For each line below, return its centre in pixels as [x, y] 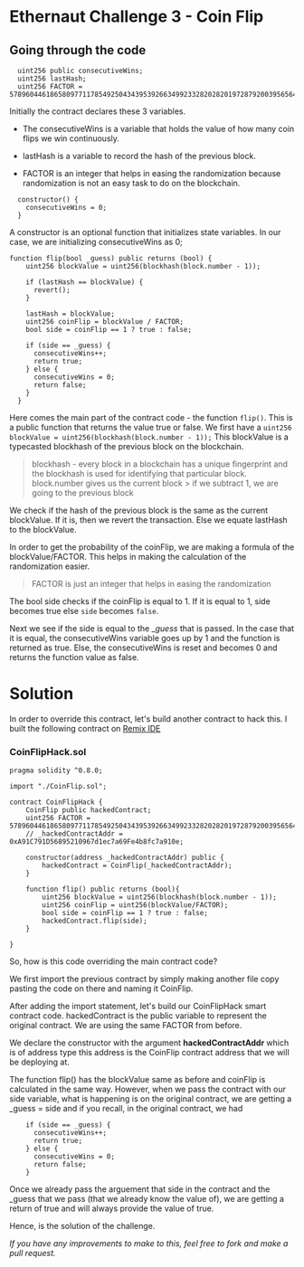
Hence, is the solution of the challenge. [82, 1226]
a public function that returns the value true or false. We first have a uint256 [151, 427]
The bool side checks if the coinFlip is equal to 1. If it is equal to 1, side [140, 601]
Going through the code [78, 50]
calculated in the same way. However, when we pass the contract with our [148, 1089]
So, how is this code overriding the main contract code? [114, 961]
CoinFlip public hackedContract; [89, 810]
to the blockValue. [43, 529]
